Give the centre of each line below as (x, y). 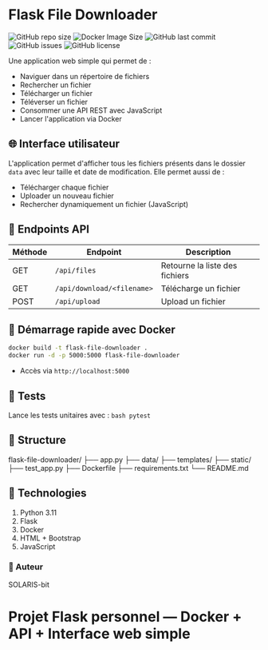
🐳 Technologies (47, 493)
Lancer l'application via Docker (71, 118)
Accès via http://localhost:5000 (75, 371)
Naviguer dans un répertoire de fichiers (85, 76)
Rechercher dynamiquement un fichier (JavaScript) (104, 204)
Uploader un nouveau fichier (67, 195)
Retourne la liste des (199, 265)
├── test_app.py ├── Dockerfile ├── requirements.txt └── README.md (128, 468)
